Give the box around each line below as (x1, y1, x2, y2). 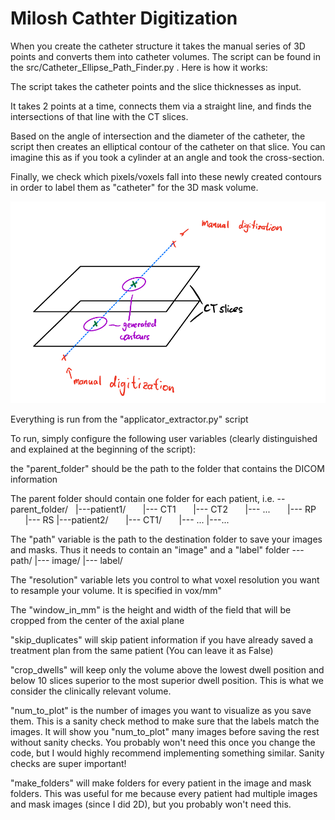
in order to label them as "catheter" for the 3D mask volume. (10, 181, 259, 193)
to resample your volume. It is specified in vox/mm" (10, 584, 223, 596)
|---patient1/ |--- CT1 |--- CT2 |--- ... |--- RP (74, 503, 317, 515)
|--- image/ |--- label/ (34, 554, 123, 566)
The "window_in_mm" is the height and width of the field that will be (10, 603, 292, 616)
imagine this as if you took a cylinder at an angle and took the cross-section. (10, 151, 325, 163)
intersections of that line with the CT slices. (10, 110, 189, 122)
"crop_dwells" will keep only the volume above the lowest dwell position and (10, 663, 325, 676)
